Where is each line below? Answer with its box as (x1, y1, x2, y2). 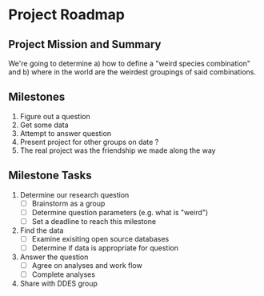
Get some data (19, 120, 70, 130)
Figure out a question (19, 111, 90, 121)
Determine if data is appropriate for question (31, 242, 178, 253)
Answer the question (19, 252, 89, 262)
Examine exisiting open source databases (31, 234, 170, 243)
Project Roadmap (8, 6, 126, 24)
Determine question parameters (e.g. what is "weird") (31, 207, 209, 217)
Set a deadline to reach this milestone (31, 216, 157, 226)
